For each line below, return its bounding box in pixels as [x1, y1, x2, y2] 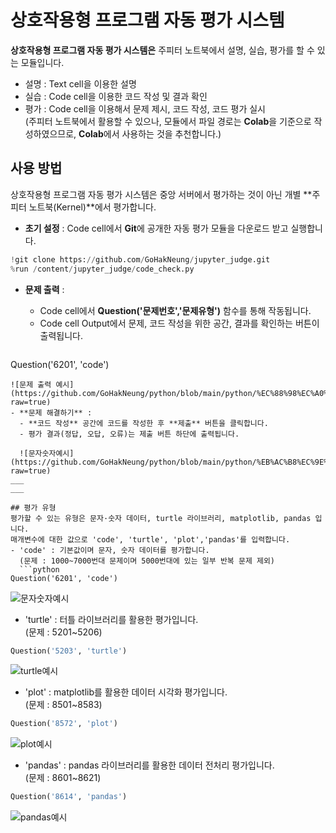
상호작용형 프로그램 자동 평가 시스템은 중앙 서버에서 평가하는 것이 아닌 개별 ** [10, 188, 313, 200]
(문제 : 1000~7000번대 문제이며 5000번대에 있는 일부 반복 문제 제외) [19, 556, 276, 566]
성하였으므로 [24, 127, 75, 140]
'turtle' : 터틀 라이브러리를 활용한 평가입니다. [24, 613, 199, 625]
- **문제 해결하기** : [10, 407, 93, 418]
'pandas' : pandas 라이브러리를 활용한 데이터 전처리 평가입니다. [24, 759, 275, 771]
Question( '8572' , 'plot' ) [10, 719, 118, 729]
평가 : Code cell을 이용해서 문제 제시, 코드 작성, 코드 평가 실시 [24, 102, 266, 115]
